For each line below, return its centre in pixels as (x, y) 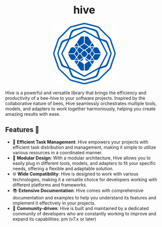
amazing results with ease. (33, 114)
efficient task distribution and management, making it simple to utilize (84, 147)
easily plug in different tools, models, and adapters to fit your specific (84, 163)
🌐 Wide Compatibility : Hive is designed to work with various (75, 174)
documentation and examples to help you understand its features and (84, 197)
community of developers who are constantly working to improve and (84, 213)
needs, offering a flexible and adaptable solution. (63, 168)
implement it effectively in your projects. (54, 203)
